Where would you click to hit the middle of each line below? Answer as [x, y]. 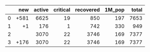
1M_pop [115, 10]
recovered [88, 10]
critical [62, 10]
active [41, 10]
